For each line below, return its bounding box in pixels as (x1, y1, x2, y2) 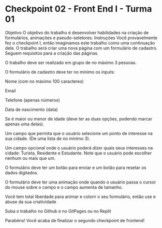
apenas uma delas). (5, 121, 44, 127)
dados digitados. (5, 169, 39, 175)
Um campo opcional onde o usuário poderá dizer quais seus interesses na (5, 145, 153, 151)
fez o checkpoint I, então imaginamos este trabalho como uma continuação (5, 40, 155, 46)
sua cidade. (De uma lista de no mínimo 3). (5, 136, 90, 141)
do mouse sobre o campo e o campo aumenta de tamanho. (5, 184, 123, 190)
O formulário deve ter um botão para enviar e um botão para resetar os (5, 165, 147, 170)
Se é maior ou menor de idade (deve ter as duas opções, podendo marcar (5, 116, 152, 122)
